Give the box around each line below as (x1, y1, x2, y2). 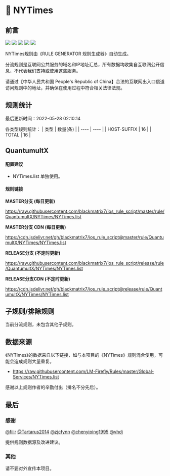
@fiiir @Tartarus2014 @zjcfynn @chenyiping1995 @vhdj (5, 429, 123, 435)
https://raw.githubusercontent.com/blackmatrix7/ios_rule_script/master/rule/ (5, 208, 165, 214)
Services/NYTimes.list (12, 374, 59, 380)
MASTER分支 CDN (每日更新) (5, 224, 66, 230)
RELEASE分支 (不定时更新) (5, 250, 61, 256)
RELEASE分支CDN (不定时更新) (5, 275, 71, 282)
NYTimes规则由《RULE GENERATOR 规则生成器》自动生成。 (5, 51, 132, 57)
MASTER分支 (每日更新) (5, 198, 56, 204)
